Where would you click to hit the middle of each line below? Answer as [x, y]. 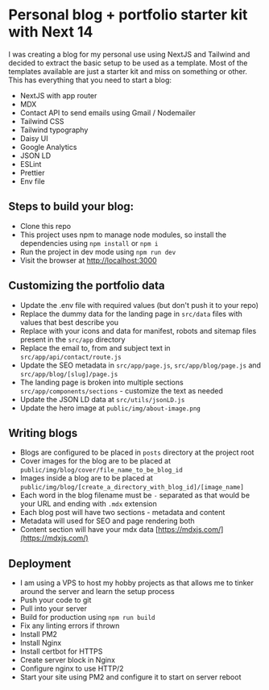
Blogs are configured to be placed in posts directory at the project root [137, 452]
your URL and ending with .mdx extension [88, 504]
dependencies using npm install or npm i [89, 243]
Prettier [32, 172]
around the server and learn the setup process [97, 592]
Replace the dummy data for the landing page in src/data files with [131, 314]
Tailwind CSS [42, 121]
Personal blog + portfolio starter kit [128, 15]
